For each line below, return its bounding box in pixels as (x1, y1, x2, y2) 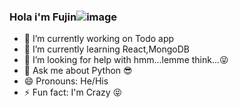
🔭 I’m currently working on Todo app (23, 33, 175, 45)
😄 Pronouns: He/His (23, 75, 109, 87)
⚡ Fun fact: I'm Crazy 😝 (23, 86, 123, 99)
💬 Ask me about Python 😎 (23, 65, 133, 77)
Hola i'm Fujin (9, 10, 77, 24)
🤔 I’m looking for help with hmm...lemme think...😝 (23, 54, 229, 66)
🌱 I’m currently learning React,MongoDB (23, 43, 190, 55)
